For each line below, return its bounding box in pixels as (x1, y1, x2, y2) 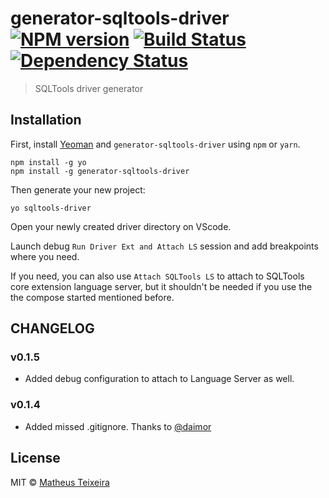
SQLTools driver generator (34, 82, 144, 94)
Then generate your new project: (10, 183, 146, 196)
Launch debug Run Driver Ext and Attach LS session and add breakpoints (10, 240, 319, 252)
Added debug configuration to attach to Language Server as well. (24, 373, 295, 385)
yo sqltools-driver (10, 203, 92, 213)
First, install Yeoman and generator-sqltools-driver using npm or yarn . (10, 138, 301, 150)
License (10, 450, 61, 467)
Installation (10, 112, 82, 129)
